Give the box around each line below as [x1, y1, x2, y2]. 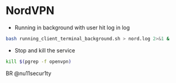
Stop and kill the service [14, 46, 76, 54]
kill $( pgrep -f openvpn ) [5, 59, 71, 65]
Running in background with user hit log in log [14, 24, 130, 31]
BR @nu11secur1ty [5, 70, 52, 77]
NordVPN [5, 4, 55, 18]
